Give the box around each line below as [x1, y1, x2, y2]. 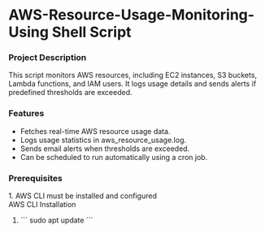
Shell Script [51, 23, 132, 41]
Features [8, 108, 45, 119]
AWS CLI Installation [8, 200, 76, 209]
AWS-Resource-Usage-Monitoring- [8, 6, 254, 24]
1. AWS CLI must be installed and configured [8, 191, 157, 201]
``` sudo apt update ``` [20, 215, 93, 225]
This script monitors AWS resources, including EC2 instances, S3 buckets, [8, 71, 258, 80]
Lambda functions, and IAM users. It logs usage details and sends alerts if [8, 79, 257, 88]
